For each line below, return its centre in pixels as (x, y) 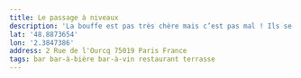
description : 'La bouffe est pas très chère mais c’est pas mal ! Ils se (151, 26)
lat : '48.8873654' (44, 34)
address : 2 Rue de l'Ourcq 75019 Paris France (98, 51)
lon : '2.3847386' (42, 43)
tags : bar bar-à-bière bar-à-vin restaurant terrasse (113, 59)
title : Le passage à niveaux (64, 17)
